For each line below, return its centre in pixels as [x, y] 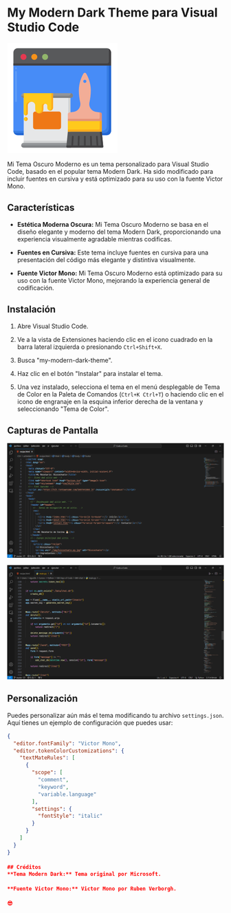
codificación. [35, 288]
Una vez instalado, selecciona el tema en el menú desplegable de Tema [118, 387]
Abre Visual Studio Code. [53, 326]
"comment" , [53, 780]
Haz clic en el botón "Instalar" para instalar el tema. [90, 373]
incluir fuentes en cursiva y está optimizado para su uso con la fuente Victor [115, 179]
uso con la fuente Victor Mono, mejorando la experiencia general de [113, 280]
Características [41, 208]
